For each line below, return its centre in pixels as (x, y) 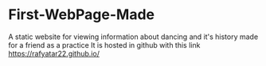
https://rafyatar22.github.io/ (54, 53)
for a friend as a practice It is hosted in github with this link (104, 45)
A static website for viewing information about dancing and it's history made (133, 37)
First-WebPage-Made (82, 15)
